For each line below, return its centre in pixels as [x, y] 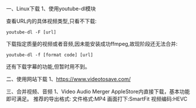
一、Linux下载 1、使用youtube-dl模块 [51, 9]
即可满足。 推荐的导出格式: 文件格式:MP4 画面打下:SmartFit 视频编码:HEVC [97, 99]
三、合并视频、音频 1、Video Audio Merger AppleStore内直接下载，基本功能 [98, 92]
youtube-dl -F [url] [31, 32]
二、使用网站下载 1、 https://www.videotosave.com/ [69, 79]
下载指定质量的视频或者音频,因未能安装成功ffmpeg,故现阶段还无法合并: [92, 44]
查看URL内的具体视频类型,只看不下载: [52, 21]
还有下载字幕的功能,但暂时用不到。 [48, 67]
